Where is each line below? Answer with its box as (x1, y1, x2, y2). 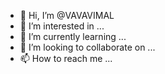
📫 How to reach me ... (19, 53, 113, 64)
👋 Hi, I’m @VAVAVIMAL (19, 10, 115, 21)
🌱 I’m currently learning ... (19, 31, 127, 42)
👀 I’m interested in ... (19, 20, 105, 32)
